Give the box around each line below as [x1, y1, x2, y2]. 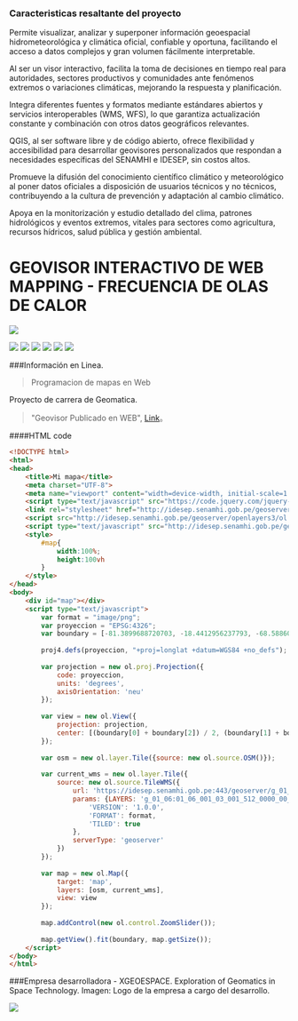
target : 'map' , [56, 877, 114, 886]
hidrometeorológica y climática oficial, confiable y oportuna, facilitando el [9, 36, 278, 47]
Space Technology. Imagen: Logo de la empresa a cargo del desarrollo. [9, 985, 271, 996]
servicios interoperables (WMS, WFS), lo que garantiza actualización [9, 109, 261, 120]
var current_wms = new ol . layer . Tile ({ [41, 770, 189, 779]
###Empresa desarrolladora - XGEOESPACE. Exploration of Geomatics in [9, 976, 276, 986]
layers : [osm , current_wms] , [56, 885, 165, 895]
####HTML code [9, 430, 73, 442]
